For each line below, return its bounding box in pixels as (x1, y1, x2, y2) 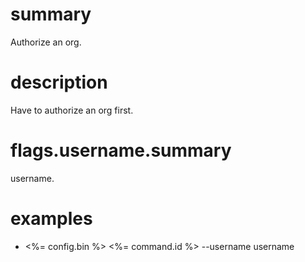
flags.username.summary (10, 139, 232, 162)
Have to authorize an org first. (10, 104, 134, 116)
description (10, 71, 108, 94)
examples (10, 208, 93, 230)
